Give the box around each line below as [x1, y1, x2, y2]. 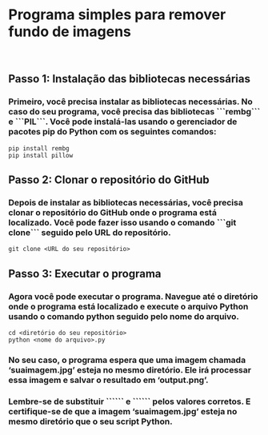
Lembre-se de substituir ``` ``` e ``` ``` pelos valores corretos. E [8, 396, 251, 407]
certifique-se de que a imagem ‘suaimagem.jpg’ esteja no [8, 405, 238, 417]
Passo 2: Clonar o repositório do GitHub [8, 174, 210, 187]
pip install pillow [8, 151, 74, 159]
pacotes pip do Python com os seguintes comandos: [8, 126, 217, 138]
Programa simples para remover [8, 6, 226, 24]
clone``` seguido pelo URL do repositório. [8, 226, 171, 237]
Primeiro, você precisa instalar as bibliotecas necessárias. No [8, 96, 254, 107]
